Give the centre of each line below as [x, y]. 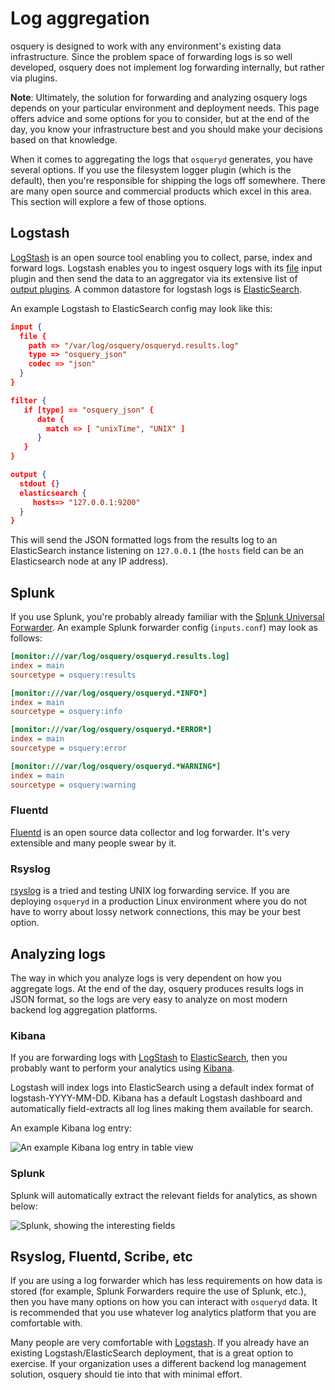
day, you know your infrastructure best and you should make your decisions [166, 129]
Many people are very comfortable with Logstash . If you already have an [160, 1343]
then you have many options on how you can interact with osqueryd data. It [164, 1302]
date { [50, 419]
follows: [26, 638]
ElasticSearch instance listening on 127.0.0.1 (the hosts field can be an [157, 551]
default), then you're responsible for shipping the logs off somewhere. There [168, 180]
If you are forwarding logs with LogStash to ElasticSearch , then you [149, 1058]
